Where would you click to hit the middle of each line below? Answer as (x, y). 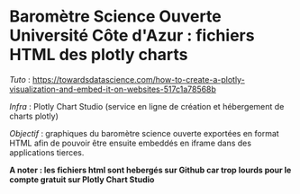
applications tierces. (47, 152)
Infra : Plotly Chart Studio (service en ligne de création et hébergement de (147, 106)
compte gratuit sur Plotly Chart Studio (82, 179)
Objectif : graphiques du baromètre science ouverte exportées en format (144, 133)
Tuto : (20, 79)
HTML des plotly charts (99, 55)
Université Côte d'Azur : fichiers (132, 35)
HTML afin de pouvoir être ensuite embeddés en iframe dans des (131, 143)
